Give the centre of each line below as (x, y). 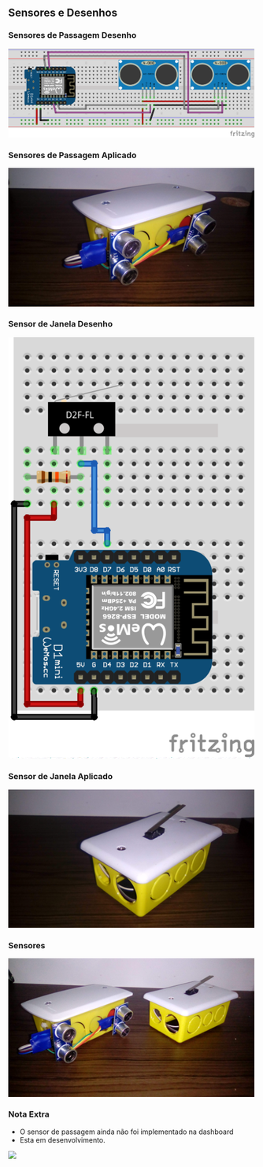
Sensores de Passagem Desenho (72, 35)
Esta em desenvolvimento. (63, 1139)
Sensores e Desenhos (63, 13)
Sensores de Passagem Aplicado (72, 155)
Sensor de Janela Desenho (60, 324)
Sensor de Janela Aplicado (61, 777)
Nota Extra (29, 1114)
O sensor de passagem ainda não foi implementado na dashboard (126, 1132)
